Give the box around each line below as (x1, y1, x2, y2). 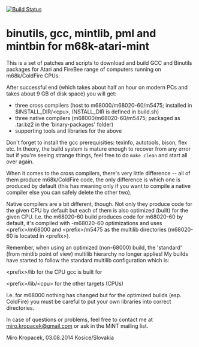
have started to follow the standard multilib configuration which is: (6, 256, 170, 264)
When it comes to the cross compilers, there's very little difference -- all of (6, 169, 191, 177)
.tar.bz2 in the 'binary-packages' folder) (14, 121, 114, 128)
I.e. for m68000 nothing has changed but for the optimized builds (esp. (6, 291, 182, 298)
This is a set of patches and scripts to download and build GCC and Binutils (6, 59, 192, 66)
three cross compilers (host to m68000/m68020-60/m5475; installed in (14, 101, 192, 109)
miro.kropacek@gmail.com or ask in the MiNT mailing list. (6, 322, 149, 330)
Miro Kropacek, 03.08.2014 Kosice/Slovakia (6, 334, 114, 341)
